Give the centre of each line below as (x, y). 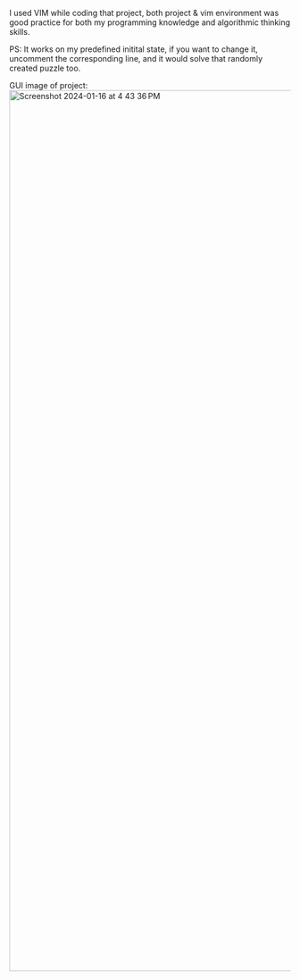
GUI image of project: (49, 85)
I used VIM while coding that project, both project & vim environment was (144, 13)
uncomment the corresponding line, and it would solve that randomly (136, 59)
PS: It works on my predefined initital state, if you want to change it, (133, 49)
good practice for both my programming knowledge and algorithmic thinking (150, 22)
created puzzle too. (45, 68)
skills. (20, 32)
